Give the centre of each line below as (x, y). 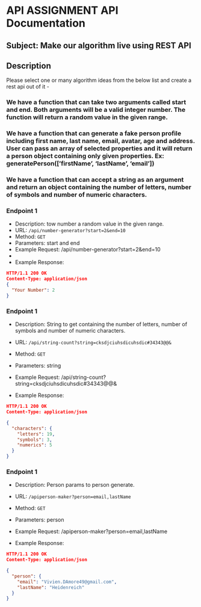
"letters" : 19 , (36, 434)
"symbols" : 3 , (35, 440)
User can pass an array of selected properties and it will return (99, 149)
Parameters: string (38, 366)
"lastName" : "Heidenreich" (51, 587)
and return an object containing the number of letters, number (99, 187)
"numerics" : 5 (35, 445)
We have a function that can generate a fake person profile (94, 134)
